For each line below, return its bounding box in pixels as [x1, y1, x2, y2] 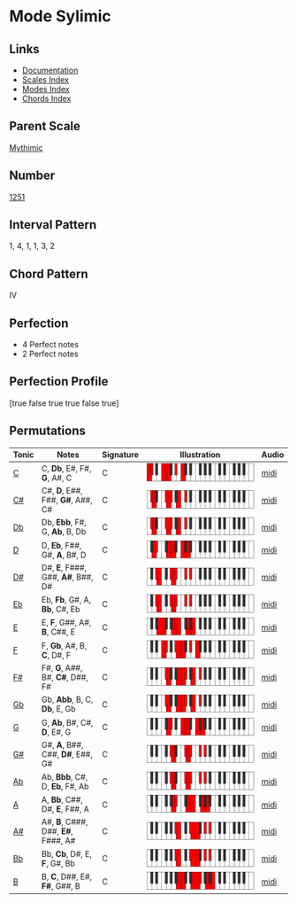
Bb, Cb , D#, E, [41, 848, 93, 859]
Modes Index [21, 84, 70, 94]
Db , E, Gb [41, 704, 77, 714]
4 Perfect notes [21, 339, 80, 350]
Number [9, 168, 56, 183]
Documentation [21, 65, 79, 75]
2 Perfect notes [21, 348, 79, 360]
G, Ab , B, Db [41, 526, 87, 537]
